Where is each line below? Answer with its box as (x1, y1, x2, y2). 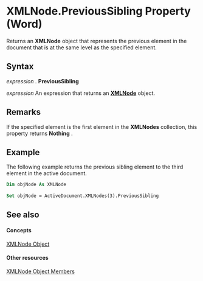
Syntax (6, 61, 34, 72)
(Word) (6, 17, 43, 31)
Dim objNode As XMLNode (6, 181, 67, 188)
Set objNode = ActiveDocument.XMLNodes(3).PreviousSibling (6, 193, 159, 199)
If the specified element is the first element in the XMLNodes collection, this (6, 123, 198, 130)
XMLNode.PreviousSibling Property (6, 4, 191, 18)
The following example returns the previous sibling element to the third (6, 163, 184, 171)
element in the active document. (6, 170, 87, 177)
